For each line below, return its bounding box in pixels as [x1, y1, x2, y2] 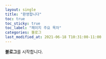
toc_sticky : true [5, 21, 41, 26]
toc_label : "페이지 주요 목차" [5, 26, 62, 30]
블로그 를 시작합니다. [5, 49, 43, 55]
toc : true [5, 16, 25, 21]
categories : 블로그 [5, 30, 42, 35]
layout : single [5, 7, 36, 12]
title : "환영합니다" [5, 12, 42, 17]
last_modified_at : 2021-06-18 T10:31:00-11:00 [5, 35, 102, 40]
